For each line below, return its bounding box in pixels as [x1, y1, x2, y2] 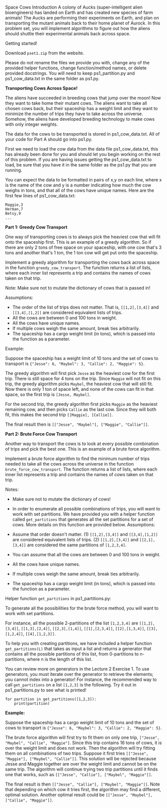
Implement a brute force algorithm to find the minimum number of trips [5, 456, 150, 462]
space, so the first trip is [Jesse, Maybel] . [5, 391, 91, 397]
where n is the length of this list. [27, 656, 93, 662]
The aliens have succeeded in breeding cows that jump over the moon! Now [5, 95, 162, 101]
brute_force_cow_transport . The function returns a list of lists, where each [5, 466, 158, 472]
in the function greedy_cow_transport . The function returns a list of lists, [5, 265, 152, 271]
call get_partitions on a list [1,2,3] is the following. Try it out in [5, 682, 137, 687]
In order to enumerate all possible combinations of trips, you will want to [12, 506, 161, 511]
